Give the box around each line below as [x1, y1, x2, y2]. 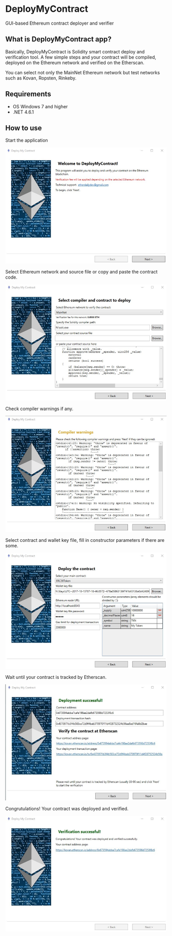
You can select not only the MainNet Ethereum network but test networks [5, 69, 160, 75]
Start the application [5, 137, 48, 144]
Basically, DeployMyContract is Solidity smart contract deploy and [5, 48, 145, 54]
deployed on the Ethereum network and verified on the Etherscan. [5, 60, 145, 66]
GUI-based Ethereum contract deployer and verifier [5, 20, 114, 26]
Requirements [5, 90, 51, 99]
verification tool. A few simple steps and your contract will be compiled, [5, 54, 156, 60]
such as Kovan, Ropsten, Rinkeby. [5, 75, 77, 81]
